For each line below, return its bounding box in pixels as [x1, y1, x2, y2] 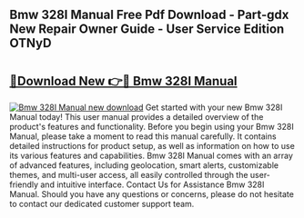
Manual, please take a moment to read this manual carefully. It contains [9, 131, 277, 142]
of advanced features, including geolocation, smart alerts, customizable [9, 160, 279, 171]
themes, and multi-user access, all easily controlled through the [9, 170, 248, 180]
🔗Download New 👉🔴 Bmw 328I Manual [9, 73, 238, 89]
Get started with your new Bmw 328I [145, 102, 283, 113]
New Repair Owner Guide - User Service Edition [9, 22, 285, 37]
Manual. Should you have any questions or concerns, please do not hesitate [9, 189, 294, 199]
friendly [9, 179, 39, 190]
